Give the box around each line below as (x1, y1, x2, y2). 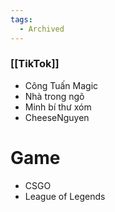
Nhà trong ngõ (24, 90, 85, 102)
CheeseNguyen (24, 111, 90, 123)
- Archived (19, 24, 65, 34)
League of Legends (24, 190, 106, 202)
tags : (10, 14, 33, 25)
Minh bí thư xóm (24, 101, 92, 113)
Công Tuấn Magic (24, 79, 99, 91)
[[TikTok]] (10, 57, 60, 71)
